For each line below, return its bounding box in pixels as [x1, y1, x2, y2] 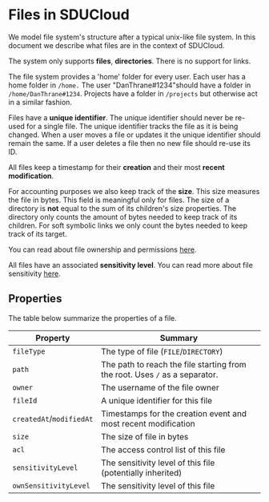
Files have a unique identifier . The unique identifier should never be [8, 112, 234, 122]
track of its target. [8, 229, 67, 238]
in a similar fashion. [8, 97, 72, 107]
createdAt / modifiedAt [12, 413, 94, 424]
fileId [12, 395, 38, 405]
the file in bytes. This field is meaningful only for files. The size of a [8, 195, 230, 204]
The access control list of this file [101, 443, 226, 455]
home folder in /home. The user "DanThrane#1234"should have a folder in [8, 80, 251, 90]
